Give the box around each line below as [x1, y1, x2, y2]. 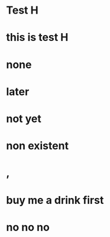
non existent [6, 139, 69, 153]
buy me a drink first [6, 193, 104, 207]
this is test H [6, 31, 69, 44]
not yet [6, 112, 41, 125]
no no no [6, 220, 50, 234]
